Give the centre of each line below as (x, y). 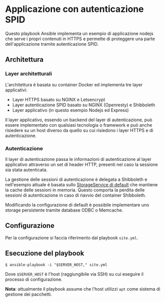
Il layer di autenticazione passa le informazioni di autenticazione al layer (79, 159)
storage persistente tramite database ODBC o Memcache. (64, 210)
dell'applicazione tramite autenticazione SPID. (52, 44)
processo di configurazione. (34, 279)
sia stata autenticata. (27, 169)
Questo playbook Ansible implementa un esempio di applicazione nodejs (79, 33)
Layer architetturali (28, 74)
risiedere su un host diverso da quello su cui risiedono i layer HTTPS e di (79, 130)
